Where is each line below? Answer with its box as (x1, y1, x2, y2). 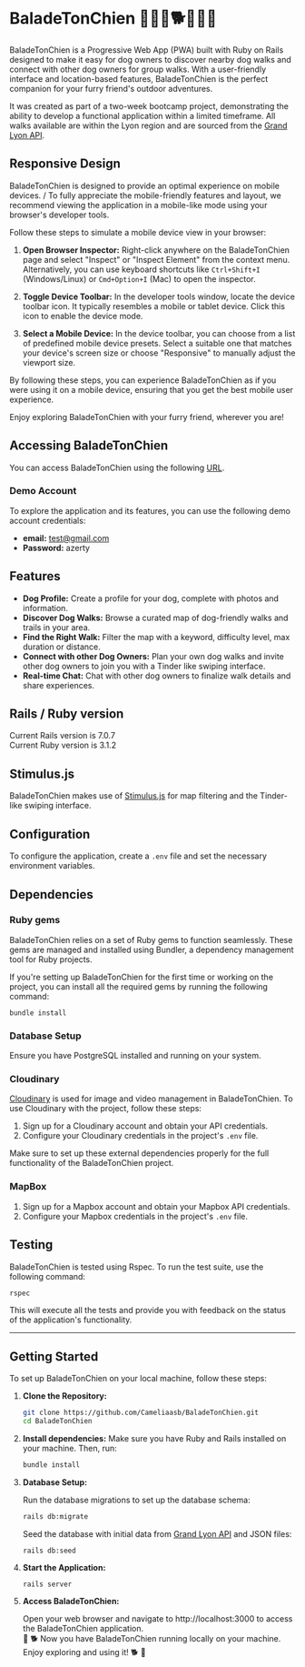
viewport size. (22, 356, 75, 367)
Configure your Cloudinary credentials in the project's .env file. (22, 1130, 259, 1141)
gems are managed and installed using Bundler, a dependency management (9, 944, 294, 955)
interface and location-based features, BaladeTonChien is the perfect (9, 73, 269, 84)
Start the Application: (22, 1562, 106, 1572)
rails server (22, 1580, 73, 1589)
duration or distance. (22, 641, 102, 652)
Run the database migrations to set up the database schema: (22, 1494, 251, 1505)
